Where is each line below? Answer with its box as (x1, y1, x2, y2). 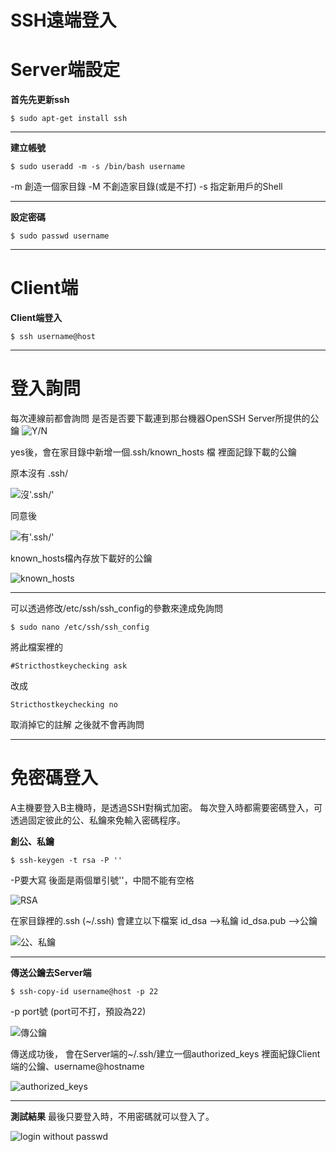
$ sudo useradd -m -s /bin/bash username (10, 162, 186, 172)
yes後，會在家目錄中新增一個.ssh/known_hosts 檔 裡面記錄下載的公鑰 (10, 446, 297, 458)
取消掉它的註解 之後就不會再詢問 (10, 719, 145, 730)
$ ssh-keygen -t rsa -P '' (10, 855, 123, 865)
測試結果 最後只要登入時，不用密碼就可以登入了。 (10, 1110, 215, 1122)
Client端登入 (10, 312, 63, 324)
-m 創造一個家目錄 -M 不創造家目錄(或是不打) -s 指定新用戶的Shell (10, 181, 283, 193)
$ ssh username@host (10, 332, 97, 342)
